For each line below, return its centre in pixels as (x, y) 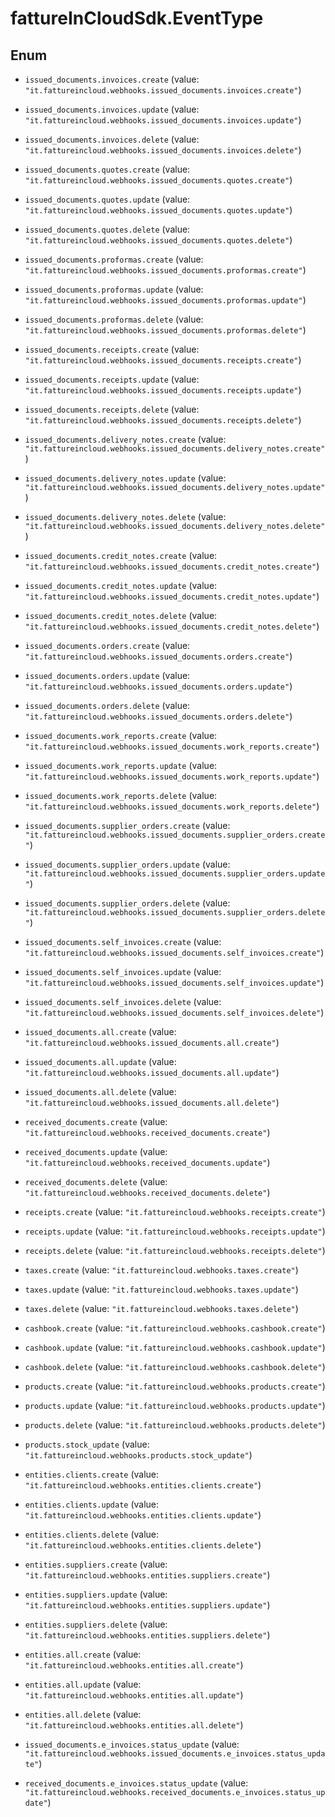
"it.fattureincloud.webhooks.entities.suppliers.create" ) (147, 1575)
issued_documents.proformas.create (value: (114, 259)
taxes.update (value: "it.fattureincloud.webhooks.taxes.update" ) (161, 1289)
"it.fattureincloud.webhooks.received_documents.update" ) (147, 1162)
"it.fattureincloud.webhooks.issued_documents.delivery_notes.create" (175, 449)
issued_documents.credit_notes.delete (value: (121, 615)
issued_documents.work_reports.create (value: (121, 735)
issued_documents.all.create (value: (100, 1031)
